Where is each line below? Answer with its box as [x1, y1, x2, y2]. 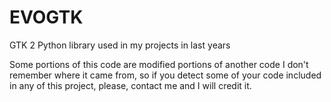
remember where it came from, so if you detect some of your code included [9, 69, 322, 81]
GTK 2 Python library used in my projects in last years [9, 39, 231, 51]
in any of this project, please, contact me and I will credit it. [9, 79, 252, 91]
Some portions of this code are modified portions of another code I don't [9, 58, 309, 70]
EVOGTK [9, 6, 84, 29]
